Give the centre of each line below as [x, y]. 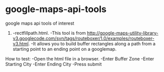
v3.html [21, 43]
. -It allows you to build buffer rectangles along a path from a [92, 43]
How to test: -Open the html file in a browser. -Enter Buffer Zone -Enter [80, 58]
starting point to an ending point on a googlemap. [64, 49]
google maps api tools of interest [40, 23]
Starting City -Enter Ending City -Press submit [53, 64]
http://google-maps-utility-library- [123, 33]
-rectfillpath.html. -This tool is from [49, 33]
